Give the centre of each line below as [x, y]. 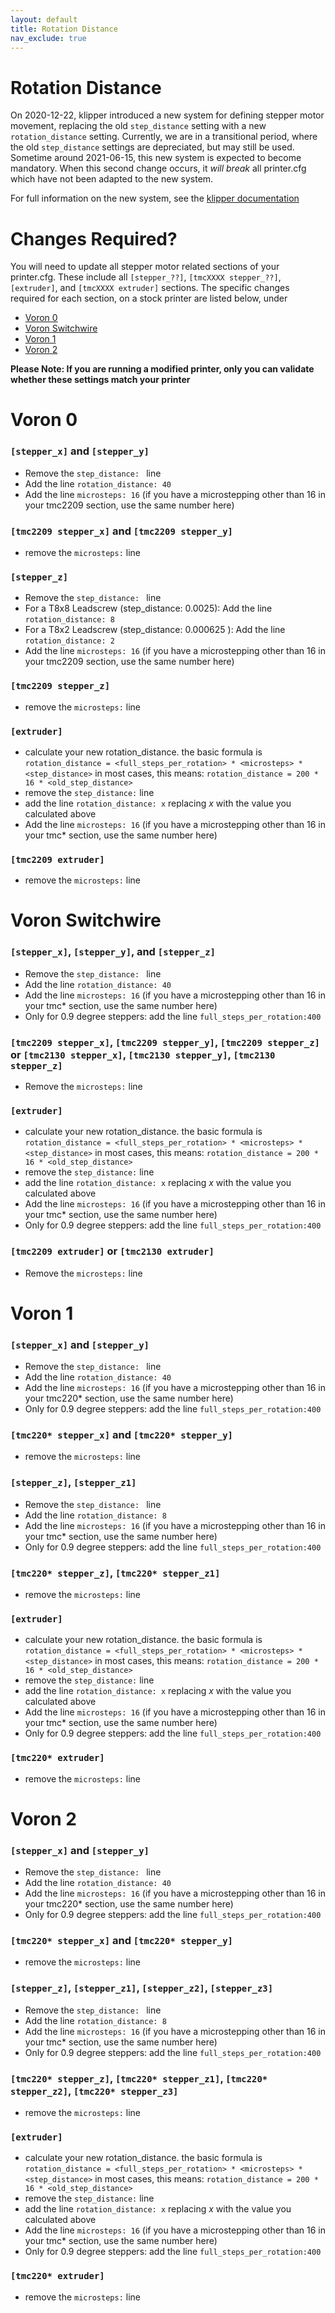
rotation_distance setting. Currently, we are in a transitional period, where [164, 137]
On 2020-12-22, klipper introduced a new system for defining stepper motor [167, 115]
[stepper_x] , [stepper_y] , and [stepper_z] [113, 952]
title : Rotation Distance [64, 29]
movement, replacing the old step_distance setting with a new [138, 126]
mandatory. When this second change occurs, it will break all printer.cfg [158, 168]
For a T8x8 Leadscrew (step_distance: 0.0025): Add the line [148, 608]
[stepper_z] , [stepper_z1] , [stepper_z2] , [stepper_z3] [142, 1988]
